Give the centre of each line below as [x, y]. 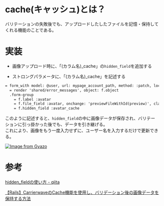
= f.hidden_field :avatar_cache [47, 108]
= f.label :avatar [32, 99]
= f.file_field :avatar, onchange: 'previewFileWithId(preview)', [83, 104]
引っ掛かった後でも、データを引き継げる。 [65, 124]
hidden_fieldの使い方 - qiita [32, 182]
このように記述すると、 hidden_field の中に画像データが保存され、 [72, 118]
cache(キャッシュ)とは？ [55, 10]
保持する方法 [18, 199]
